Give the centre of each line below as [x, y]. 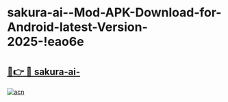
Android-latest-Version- [78, 27]
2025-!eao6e [46, 42]
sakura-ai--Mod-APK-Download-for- [114, 13]
